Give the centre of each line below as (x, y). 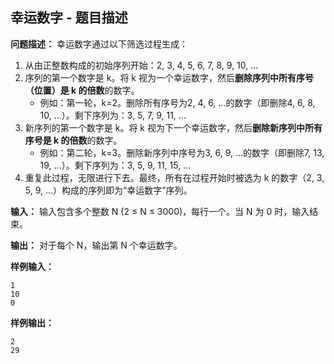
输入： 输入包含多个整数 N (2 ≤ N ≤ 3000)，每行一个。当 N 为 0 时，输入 (160, 211)
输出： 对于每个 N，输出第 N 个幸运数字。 (96, 245)
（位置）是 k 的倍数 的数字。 (82, 90)
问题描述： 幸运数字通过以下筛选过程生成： (99, 44)
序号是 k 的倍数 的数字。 (73, 140)
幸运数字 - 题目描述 (69, 18)
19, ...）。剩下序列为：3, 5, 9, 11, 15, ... (115, 165)
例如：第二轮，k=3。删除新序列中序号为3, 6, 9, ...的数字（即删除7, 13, (182, 152)
